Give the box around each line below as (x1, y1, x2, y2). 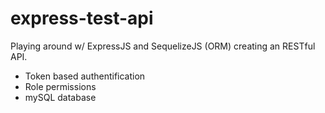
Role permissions (24, 80, 97, 92)
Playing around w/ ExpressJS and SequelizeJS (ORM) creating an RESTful (10, 40, 316, 52)
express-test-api (10, 7, 154, 30)
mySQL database (24, 91, 97, 103)
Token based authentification (24, 70, 146, 82)
